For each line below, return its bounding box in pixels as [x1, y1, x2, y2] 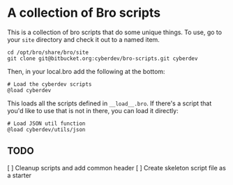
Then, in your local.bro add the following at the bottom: [7, 67, 165, 75]
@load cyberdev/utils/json [7, 126, 86, 133]
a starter [7, 171, 32, 179]
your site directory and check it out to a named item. [7, 35, 160, 43]
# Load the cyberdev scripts [7, 80, 92, 88]
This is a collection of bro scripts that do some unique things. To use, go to [7, 28, 222, 36]
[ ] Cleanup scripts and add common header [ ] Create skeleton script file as [7, 163, 227, 172]
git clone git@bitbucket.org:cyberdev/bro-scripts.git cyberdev [7, 54, 198, 62]
